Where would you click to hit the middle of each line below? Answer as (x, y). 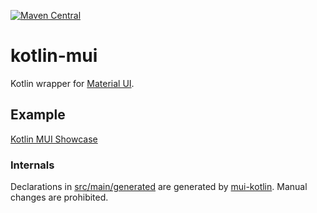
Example (38, 115)
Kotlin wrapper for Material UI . (72, 83)
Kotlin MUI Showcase (54, 139)
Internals (32, 165)
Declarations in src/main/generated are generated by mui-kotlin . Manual (159, 187)
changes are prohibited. (59, 197)
